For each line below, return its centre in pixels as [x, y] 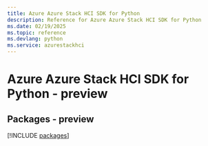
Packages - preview [51, 119]
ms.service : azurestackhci [46, 45]
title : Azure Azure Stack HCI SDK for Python [73, 13]
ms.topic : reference [37, 33]
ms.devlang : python [35, 39]
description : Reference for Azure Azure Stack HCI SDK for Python [104, 20]
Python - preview [58, 94]
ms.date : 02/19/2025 [37, 26]
